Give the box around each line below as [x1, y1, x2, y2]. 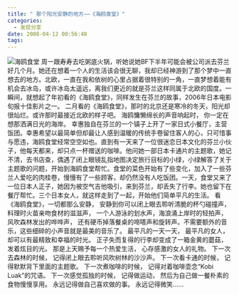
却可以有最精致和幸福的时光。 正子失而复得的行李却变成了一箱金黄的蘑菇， [7, 236, 228, 244]
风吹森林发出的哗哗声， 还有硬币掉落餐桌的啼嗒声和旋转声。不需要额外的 [7, 218, 221, 227]
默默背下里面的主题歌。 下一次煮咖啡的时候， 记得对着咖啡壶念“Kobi [13, 262, 214, 271]
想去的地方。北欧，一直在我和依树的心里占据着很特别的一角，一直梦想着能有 [7, 76, 232, 84]
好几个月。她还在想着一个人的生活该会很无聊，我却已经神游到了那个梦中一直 [7, 66, 232, 75]
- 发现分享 [14, 24, 42, 31]
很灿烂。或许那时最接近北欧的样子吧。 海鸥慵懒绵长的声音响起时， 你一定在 [7, 111, 229, 120]
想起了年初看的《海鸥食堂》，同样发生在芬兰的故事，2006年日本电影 [31, 93, 232, 102]
